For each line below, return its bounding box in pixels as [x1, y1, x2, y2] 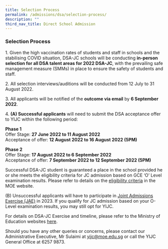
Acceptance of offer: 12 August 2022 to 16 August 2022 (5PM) [5, 136, 137, 142]
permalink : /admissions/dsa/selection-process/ [5, 12, 107, 17]
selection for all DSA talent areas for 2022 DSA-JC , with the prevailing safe [5, 60, 163, 66]
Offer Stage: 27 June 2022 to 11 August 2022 [5, 131, 101, 137]
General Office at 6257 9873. [5, 238, 65, 244]
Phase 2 [5, 146, 23, 152]
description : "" [5, 17, 39, 22]
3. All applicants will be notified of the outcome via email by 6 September [5, 96, 158, 102]
